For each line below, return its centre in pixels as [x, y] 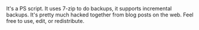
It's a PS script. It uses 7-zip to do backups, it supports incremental [89, 9]
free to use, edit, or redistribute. [45, 21]
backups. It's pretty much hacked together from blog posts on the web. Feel [100, 15]
